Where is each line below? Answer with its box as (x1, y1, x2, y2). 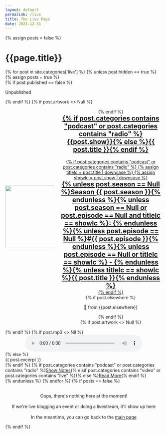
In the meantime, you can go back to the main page (30, 414, 137, 420)
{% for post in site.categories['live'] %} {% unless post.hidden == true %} (5, 69, 157, 75)
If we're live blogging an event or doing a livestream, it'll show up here (11, 403, 156, 410)
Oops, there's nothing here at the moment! (40, 393, 128, 399)
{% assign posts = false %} (5, 35, 61, 41)
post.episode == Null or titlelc (63, 250, 158, 259)
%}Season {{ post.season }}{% (60, 188, 161, 196)
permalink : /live (5, 12, 41, 17)
